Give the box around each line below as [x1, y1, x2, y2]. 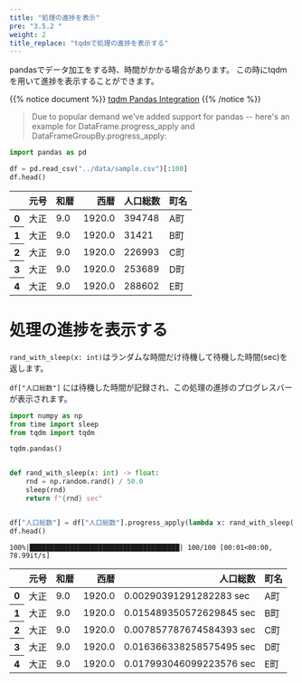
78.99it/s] [9, 551, 51, 560]
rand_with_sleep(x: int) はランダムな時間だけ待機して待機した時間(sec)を [9, 351, 288, 362]
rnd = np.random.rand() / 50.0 [25, 477, 144, 487]
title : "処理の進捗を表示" [9, 13, 100, 23]
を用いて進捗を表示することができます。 [9, 76, 160, 87]
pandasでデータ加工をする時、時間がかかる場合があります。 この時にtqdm [9, 64, 288, 75]
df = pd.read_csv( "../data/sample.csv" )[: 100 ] [9, 165, 188, 174]
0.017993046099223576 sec [123, 657, 256, 669]
